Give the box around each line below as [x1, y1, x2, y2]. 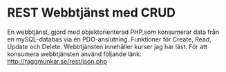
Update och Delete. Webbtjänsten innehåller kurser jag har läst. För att [7, 42, 207, 51]
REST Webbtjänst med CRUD [7, 5, 176, 21]
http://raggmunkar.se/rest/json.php [7, 57, 107, 65]
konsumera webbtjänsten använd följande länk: [7, 50, 142, 58]
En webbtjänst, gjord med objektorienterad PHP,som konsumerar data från [7, 28, 220, 36]
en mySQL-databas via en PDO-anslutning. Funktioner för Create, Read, [7, 35, 212, 43]
